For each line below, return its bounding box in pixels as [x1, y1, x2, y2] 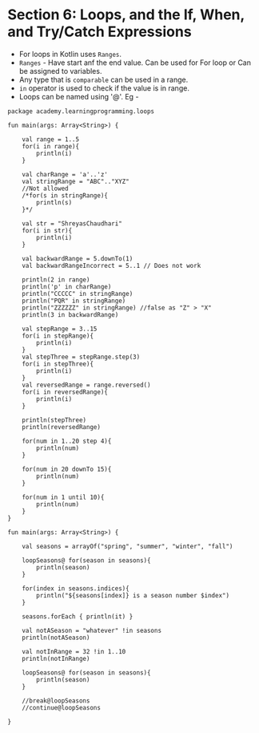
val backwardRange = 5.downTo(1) [22, 254, 133, 262]
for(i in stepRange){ [22, 331, 94, 340]
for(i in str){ [22, 226, 73, 234]
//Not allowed [22, 184, 69, 192]
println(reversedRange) [22, 423, 102, 431]
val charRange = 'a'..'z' [22, 170, 109, 178]
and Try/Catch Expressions [7, 22, 193, 41]
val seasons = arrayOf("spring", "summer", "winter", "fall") [22, 542, 233, 550]
